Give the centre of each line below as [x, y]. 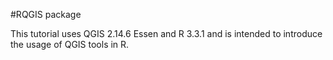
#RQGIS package [46, 14]
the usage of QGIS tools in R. [70, 44]
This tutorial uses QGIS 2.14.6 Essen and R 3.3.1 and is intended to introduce [166, 33]
